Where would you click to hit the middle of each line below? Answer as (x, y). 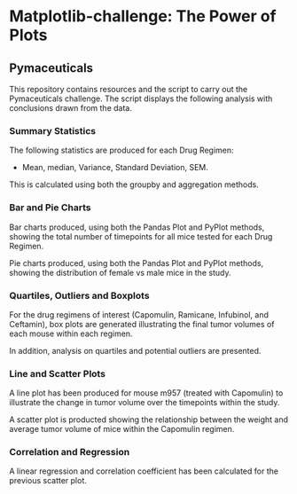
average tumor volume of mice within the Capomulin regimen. (122, 429)
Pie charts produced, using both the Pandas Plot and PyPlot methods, (137, 263)
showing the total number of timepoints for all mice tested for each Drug (141, 236)
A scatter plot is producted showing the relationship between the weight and (149, 420)
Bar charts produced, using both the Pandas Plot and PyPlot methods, (137, 227)
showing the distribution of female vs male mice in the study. (120, 272)
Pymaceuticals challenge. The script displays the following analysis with (141, 98)
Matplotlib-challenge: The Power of (143, 16)
